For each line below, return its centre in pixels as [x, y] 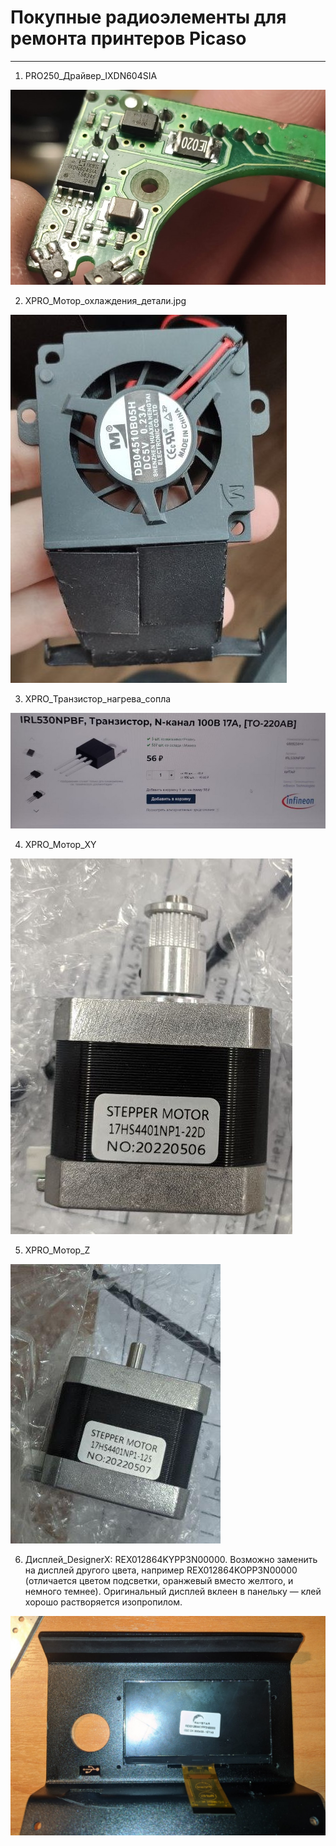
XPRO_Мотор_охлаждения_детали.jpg [105, 301]
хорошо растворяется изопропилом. [103, 1602]
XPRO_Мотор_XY [60, 845]
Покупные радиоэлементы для [148, 17]
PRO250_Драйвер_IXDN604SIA [91, 75]
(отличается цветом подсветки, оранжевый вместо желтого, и [159, 1581]
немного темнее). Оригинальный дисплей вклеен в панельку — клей [173, 1592]
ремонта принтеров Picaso [128, 38]
